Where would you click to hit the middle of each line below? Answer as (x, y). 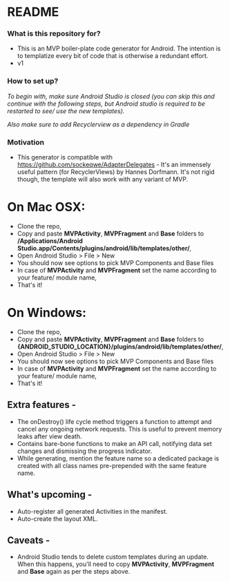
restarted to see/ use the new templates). (66, 110)
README (33, 12)
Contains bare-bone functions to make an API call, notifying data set (114, 443)
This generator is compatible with (65, 157)
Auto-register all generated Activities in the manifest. (92, 511)
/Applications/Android (50, 241)
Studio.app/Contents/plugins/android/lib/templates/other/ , (104, 249)
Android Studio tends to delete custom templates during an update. (113, 557)
